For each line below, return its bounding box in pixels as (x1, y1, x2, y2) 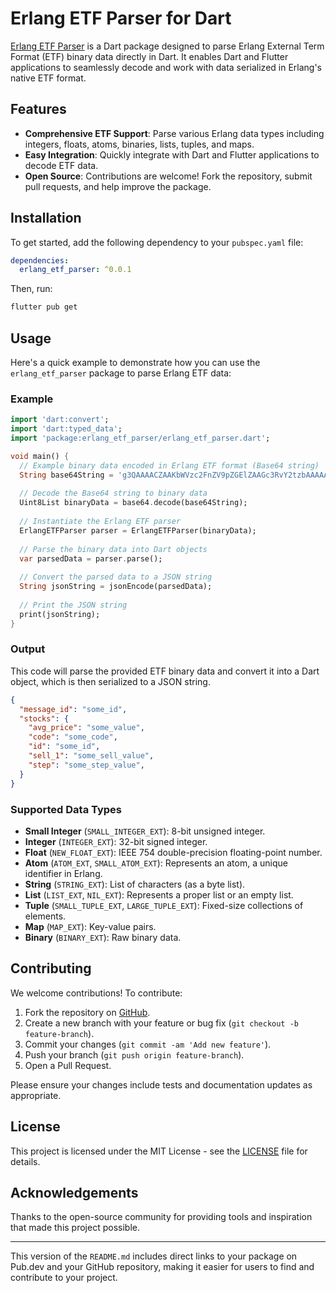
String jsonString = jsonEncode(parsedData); (19, 582, 213, 592)
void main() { (10, 451, 70, 461)
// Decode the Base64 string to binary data (19, 488, 208, 499)
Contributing (10, 960, 92, 977)
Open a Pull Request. (24, 1059, 112, 1071)
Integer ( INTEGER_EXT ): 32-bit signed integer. (24, 835, 208, 847)
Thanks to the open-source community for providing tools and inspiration (10, 1211, 313, 1223)
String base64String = (19, 470, 114, 480)
